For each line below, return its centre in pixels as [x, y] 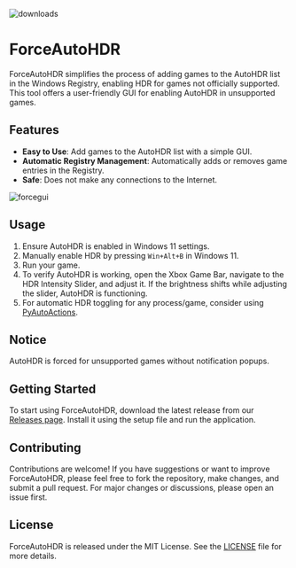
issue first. [28, 497]
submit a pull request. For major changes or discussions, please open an [142, 488]
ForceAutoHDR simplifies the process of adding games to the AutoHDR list [145, 74]
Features [34, 130]
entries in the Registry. [63, 170]
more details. [33, 556]
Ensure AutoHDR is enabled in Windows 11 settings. [116, 246]
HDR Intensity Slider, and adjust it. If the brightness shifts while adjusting [155, 284]
